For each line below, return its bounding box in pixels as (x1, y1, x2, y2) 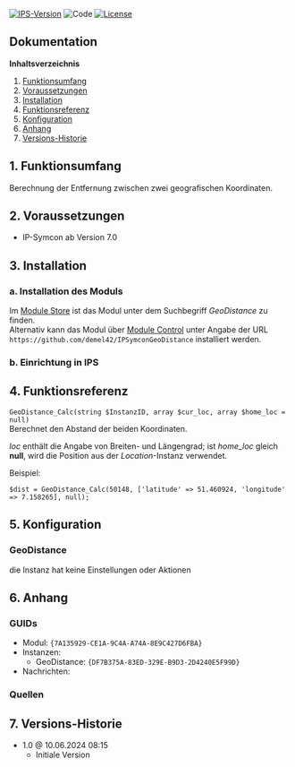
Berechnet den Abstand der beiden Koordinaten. (9, 423, 188, 434)
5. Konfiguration (9, 517, 102, 532)
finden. (9, 315, 36, 326)
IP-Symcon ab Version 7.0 (21, 232, 118, 243)
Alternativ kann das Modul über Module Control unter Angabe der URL (9, 324, 268, 335)
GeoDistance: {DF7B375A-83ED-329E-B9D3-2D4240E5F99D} (35, 657, 240, 668)
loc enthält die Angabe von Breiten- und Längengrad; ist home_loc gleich (9, 440, 279, 452)
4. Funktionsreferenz (9, 383, 129, 399)
